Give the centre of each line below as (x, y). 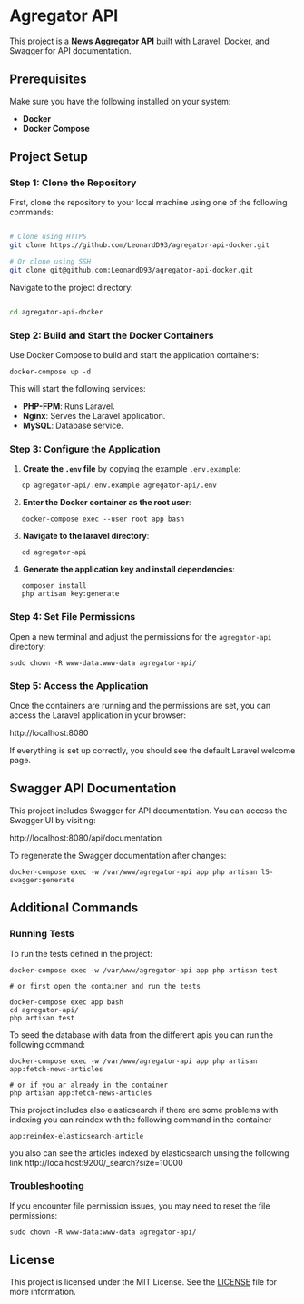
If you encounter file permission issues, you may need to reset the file (140, 1206)
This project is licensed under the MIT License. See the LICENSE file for (143, 1281)
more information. (43, 1291)
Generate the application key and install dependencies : (129, 570)
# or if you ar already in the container (89, 1085)
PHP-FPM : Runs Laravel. (69, 406)
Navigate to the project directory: (71, 287)
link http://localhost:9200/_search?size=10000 (96, 1162)
